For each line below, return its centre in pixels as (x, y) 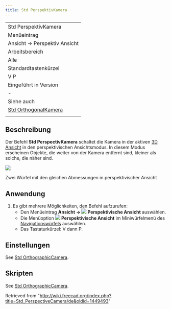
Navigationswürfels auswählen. (53, 224)
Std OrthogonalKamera (35, 109)
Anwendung (25, 194)
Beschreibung (28, 130)
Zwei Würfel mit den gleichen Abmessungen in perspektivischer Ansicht (81, 178)
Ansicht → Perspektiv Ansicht (43, 43)
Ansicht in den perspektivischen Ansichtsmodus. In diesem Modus (75, 147)
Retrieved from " (22, 295)
